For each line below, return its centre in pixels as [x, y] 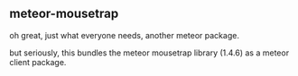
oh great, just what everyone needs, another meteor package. [124, 35]
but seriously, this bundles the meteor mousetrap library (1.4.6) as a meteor [149, 53]
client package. [38, 62]
